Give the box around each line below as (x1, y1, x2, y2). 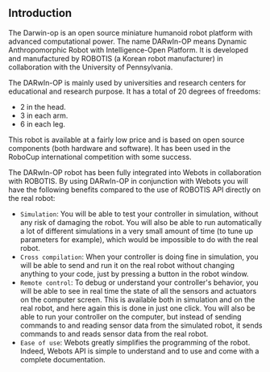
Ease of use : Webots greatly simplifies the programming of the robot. (19, 337, 251, 347)
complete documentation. (19, 354, 106, 364)
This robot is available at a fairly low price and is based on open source (8, 135, 245, 144)
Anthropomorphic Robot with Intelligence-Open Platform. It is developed (8, 44, 248, 55)
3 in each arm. (19, 111, 69, 120)
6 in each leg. (19, 119, 66, 128)
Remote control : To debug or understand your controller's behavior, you (19, 278, 260, 287)
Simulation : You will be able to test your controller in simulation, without (19, 209, 259, 219)
